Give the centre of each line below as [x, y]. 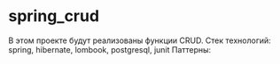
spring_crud [54, 16]
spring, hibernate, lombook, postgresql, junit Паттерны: [110, 49]
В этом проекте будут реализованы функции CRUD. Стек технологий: [140, 40]
